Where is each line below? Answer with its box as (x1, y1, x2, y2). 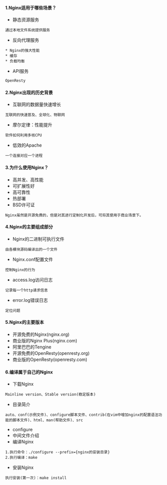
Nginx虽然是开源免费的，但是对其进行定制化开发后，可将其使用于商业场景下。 (5, 212, 144, 218)
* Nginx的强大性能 (5, 48, 40, 53)
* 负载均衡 (5, 59, 25, 64)
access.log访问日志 (12, 277, 53, 283)
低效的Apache (12, 142, 42, 148)
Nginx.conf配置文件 (12, 256, 54, 262)
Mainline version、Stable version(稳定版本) (5, 392, 96, 397)
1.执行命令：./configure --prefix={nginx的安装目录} (5, 450, 110, 455)
